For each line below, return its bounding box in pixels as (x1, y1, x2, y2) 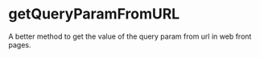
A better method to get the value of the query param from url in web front (8, 31, 252, 41)
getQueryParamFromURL (8, 5, 180, 23)
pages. (8, 39, 31, 49)
